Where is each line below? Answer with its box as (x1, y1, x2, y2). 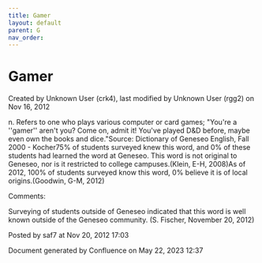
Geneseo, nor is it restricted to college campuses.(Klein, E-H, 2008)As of (8, 160, 246, 169)
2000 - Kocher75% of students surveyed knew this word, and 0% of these (8, 143, 251, 152)
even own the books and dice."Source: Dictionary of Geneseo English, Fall (8, 134, 249, 144)
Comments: (8, 191, 46, 201)
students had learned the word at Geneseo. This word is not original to (8, 151, 238, 160)
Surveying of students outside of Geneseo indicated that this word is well (8, 207, 246, 216)
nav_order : (8, 33, 44, 42)
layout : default (8, 19, 62, 27)
